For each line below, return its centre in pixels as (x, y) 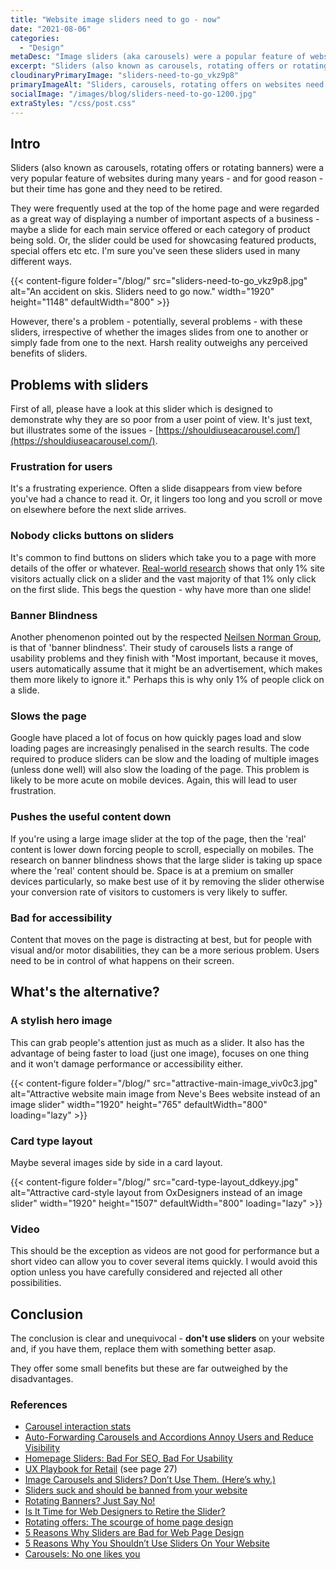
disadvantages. (42, 1379)
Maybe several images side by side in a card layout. (116, 1162)
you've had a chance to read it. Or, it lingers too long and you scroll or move (166, 499)
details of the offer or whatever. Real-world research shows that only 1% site (167, 568)
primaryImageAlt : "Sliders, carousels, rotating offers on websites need (167, 85)
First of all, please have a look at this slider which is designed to (141, 409)
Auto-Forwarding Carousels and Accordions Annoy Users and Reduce (169, 1437)
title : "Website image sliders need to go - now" (116, 19)
